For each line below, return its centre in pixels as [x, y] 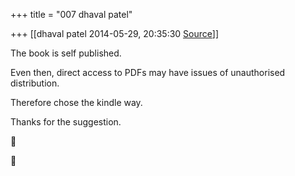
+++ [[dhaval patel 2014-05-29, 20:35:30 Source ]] [114, 33]
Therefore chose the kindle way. [76, 102]
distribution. [35, 83]
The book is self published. [66, 53]
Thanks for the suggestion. [66, 122]
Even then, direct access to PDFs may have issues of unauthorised [148, 72]
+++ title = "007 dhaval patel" [71, 14]
